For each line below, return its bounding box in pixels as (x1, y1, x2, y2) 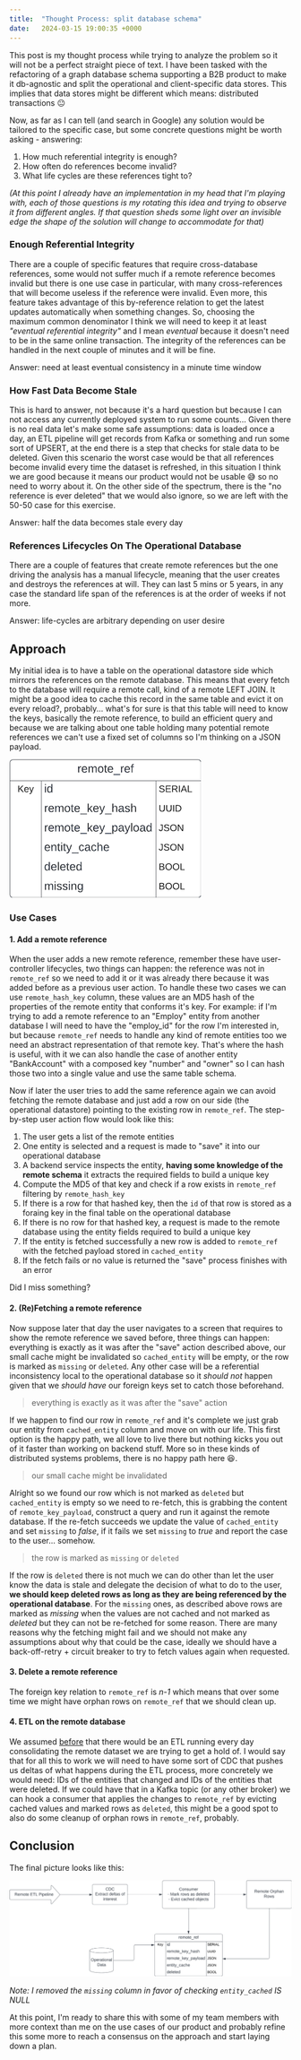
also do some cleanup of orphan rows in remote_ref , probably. (9, 1812, 239, 1823)
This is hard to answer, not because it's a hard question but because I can (9, 404, 282, 416)
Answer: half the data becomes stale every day (9, 517, 184, 528)
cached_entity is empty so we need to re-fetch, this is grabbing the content (9, 1497, 288, 1508)
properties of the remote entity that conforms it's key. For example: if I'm (9, 1001, 278, 1012)
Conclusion (9, 1839, 75, 1854)
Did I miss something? (9, 1282, 91, 1293)
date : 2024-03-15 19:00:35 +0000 (9, 23, 142, 33)
